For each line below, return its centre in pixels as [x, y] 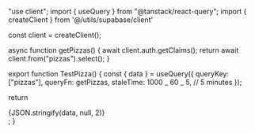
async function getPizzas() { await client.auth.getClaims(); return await [124, 50]
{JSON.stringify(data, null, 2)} [57, 113]
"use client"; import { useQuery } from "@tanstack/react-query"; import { [127, 11]
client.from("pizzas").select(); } [59, 59]
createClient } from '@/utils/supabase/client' [81, 20]
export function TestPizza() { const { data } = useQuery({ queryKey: [119, 74]
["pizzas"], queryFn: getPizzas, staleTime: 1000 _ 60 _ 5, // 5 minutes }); [125, 82]
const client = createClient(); [55, 35]
